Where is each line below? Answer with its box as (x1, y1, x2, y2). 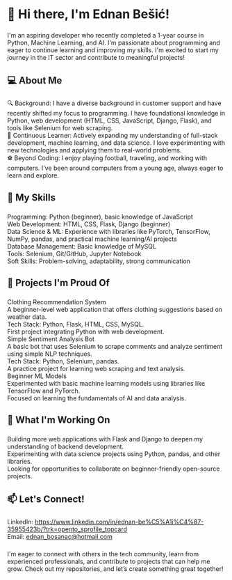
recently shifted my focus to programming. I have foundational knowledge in (7, 109, 226, 118)
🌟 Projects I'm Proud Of (7, 277, 110, 289)
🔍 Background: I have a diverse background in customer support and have (7, 99, 222, 107)
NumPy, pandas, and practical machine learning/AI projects (7, 235, 177, 243)
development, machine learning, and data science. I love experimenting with (7, 139, 226, 147)
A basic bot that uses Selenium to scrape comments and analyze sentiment (7, 343, 223, 351)
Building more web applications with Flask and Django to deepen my (7, 435, 204, 444)
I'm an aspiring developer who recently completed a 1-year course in (7, 31, 204, 40)
